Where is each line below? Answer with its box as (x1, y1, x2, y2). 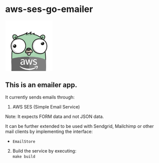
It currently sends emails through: (5, 94, 75, 100)
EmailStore (12, 139, 36, 144)
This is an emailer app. (5, 81, 78, 89)
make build (12, 154, 36, 159)
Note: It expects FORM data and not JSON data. (5, 113, 104, 119)
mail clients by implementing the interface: (5, 128, 93, 134)
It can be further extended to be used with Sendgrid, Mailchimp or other (5, 123, 154, 129)
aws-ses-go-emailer (5, 3, 93, 15)
